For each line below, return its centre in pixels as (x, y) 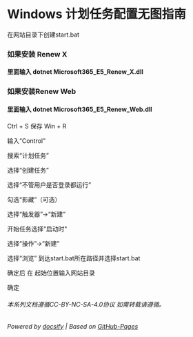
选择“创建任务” (28, 170)
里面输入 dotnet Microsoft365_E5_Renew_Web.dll (80, 109)
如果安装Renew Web (42, 92)
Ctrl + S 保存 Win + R (37, 126)
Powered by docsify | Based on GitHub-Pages (73, 326)
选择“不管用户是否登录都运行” (49, 184)
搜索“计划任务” (28, 155)
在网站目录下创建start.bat (43, 35)
